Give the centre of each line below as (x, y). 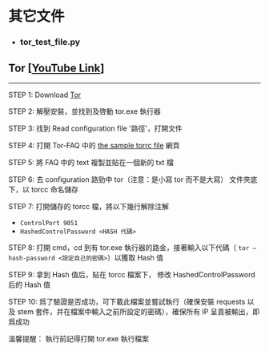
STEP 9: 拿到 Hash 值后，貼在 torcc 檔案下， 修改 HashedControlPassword (132, 274)
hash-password (32, 258)
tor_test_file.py (50, 42)
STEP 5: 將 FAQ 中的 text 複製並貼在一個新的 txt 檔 (91, 162)
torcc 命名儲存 (54, 189)
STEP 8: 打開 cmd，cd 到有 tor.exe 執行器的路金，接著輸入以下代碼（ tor (129, 247)
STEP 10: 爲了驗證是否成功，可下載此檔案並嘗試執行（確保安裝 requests (127, 301)
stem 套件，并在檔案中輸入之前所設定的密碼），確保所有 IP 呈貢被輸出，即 (139, 311)
